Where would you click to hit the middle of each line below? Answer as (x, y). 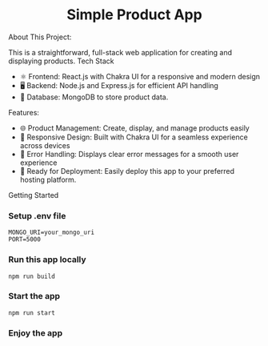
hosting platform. (48, 179)
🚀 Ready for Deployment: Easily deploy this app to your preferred (127, 171)
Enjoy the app (35, 332)
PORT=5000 (25, 239)
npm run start (32, 313)
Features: (24, 112)
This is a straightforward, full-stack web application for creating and (120, 52)
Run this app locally (47, 259)
